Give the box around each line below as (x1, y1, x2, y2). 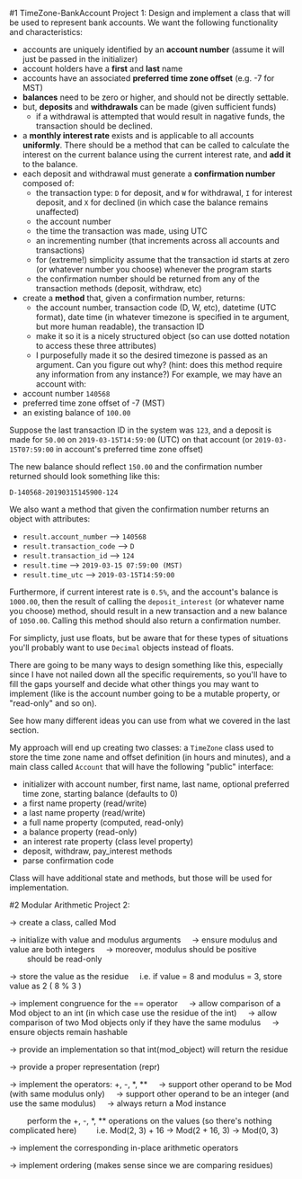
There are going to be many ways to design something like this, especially (9, 660, 283, 670)
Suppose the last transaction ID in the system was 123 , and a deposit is (9, 424, 272, 435)
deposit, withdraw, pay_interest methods (22, 845, 173, 856)
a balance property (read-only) (22, 826, 138, 837)
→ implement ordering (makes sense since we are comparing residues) (9, 1160, 274, 1170)
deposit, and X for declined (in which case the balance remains (35, 197, 269, 208)
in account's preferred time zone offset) (55, 444, 204, 454)
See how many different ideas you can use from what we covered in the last (9, 715, 290, 726)
